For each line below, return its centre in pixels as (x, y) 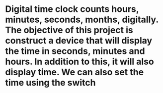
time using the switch (50, 83)
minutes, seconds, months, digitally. (82, 20)
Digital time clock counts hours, (72, 9)
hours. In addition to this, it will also (80, 62)
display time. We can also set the (75, 72)
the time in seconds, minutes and (75, 51)
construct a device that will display (79, 41)
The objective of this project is (69, 30)
